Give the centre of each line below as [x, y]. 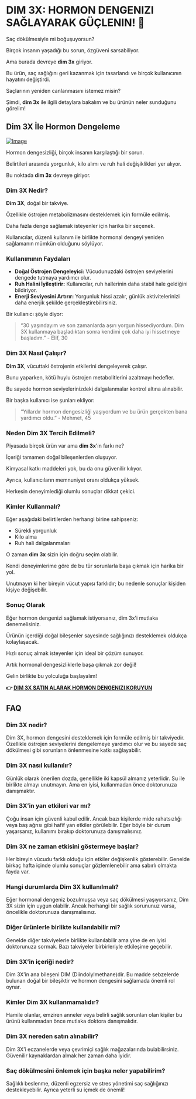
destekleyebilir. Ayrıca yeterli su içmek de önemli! [66, 1090]
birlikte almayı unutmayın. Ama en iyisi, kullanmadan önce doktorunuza [92, 784]
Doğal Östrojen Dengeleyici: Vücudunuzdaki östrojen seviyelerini [94, 271]
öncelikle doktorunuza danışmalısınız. [51, 912]
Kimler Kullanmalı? [33, 506]
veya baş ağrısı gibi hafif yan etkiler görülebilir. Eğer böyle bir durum [88, 825]
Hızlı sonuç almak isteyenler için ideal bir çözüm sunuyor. [75, 653]
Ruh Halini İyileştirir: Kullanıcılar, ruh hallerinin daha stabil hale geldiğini [101, 284]
